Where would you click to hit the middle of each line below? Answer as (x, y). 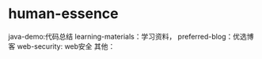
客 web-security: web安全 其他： (62, 46)
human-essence (63, 14)
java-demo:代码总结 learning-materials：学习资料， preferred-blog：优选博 (131, 36)
